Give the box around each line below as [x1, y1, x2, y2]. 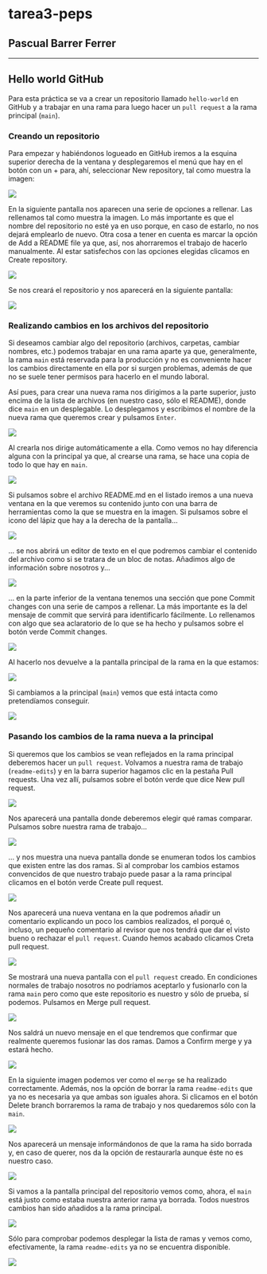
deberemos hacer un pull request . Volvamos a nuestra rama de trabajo [8, 758, 244, 767]
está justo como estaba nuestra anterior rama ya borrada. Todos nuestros [8, 1194, 250, 1204]
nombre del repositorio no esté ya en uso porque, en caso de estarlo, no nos [8, 221, 259, 231]
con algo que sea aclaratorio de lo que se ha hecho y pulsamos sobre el [8, 618, 244, 629]
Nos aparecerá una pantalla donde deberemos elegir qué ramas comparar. [8, 813, 253, 823]
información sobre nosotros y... [8, 563, 111, 573]
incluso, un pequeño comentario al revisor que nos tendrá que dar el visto [8, 925, 250, 934]
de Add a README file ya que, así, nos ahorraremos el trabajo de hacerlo [8, 238, 248, 247]
